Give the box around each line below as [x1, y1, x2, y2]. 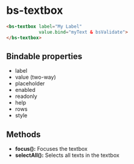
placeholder [14, 80, 45, 87]
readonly [14, 93, 37, 100]
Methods [6, 129, 41, 139]
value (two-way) [14, 73, 56, 81]
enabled [14, 87, 36, 94]
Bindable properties [6, 51, 83, 61]
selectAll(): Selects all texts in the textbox [14, 151, 120, 159]
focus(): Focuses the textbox [14, 145, 88, 153]
